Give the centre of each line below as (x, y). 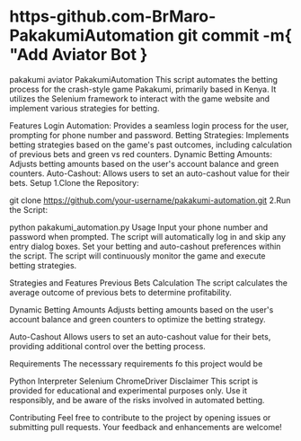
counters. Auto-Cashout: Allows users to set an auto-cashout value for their (150, 173)
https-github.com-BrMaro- (113, 17)
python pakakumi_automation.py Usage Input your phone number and (139, 227)
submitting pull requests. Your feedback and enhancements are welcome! (146, 427)
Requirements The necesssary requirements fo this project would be (136, 363)
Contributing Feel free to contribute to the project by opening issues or (140, 417)
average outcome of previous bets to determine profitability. (120, 292)
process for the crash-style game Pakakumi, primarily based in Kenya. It (143, 89)
